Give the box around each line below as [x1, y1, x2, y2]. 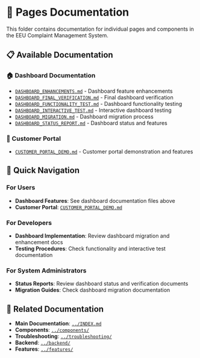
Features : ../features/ [14, 345, 73, 353]
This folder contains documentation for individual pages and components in [6, 25, 195, 32]
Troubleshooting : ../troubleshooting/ [14, 333, 113, 340]
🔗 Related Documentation [6, 304, 104, 314]
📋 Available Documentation [6, 50, 113, 60]
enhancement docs [14, 238, 63, 245]
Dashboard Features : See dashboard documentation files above [14, 197, 176, 204]
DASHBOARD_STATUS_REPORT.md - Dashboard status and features [14, 119, 167, 126]
